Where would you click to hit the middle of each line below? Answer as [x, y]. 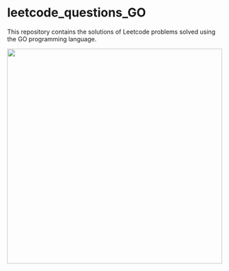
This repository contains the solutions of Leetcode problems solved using [111, 32]
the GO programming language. [52, 39]
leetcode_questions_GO [77, 13]
